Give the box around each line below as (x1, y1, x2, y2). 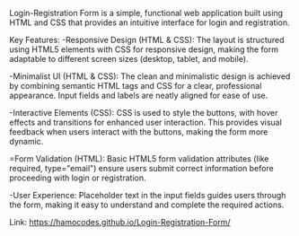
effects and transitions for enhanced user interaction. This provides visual (9, 117, 283, 127)
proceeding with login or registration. (9, 172, 146, 183)
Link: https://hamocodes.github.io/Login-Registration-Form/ (9, 217, 231, 227)
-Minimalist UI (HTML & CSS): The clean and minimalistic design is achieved (9, 71, 291, 82)
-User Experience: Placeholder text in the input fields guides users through (9, 190, 286, 200)
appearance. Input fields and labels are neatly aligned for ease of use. (9, 90, 268, 101)
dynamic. (9, 136, 44, 146)
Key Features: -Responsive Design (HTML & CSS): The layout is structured (9, 35, 285, 45)
